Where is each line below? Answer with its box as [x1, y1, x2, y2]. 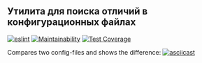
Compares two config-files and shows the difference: [7, 48, 161, 56]
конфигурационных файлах [7, 17, 136, 28]
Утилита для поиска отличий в [7, 6, 148, 17]
